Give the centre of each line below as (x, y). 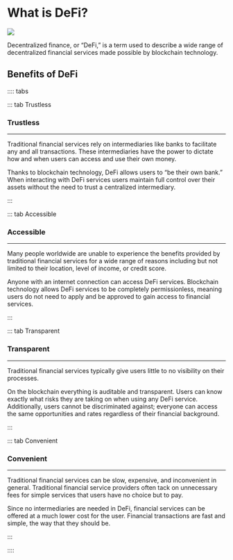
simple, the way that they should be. (59, 523)
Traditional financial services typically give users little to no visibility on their (116, 370)
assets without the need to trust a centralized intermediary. (92, 187)
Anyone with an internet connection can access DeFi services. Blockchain (113, 282)
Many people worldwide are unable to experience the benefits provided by (114, 254)
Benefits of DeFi (43, 74)
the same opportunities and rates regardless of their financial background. (113, 413)
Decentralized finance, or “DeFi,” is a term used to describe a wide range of (115, 45)
